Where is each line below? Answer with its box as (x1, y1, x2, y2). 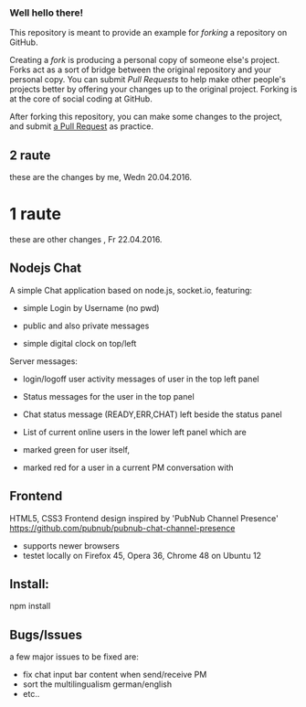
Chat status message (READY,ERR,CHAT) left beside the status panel (22, 409, 282, 420)
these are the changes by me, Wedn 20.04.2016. (9, 172, 192, 183)
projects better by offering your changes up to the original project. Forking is (9, 84, 298, 95)
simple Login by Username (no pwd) (22, 302, 160, 313)
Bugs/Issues (9, 627, 82, 642)
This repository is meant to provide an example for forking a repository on (9, 27, 288, 38)
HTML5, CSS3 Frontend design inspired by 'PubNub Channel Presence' (9, 512, 279, 523)
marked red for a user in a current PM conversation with (22, 462, 235, 473)
